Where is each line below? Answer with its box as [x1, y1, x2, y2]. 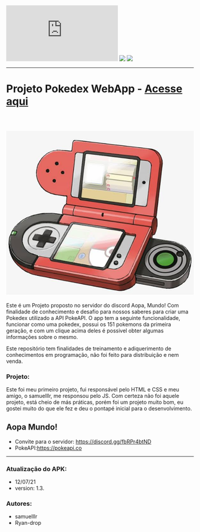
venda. [6, 357, 23, 365]
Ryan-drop [14, 519, 42, 527]
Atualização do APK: [6, 465, 67, 473]
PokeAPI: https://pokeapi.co [14, 444, 82, 452]
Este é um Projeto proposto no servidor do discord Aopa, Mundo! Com [6, 301, 179, 309]
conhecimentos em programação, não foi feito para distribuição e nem [6, 351, 179, 358]
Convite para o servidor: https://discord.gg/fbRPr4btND [14, 438, 152, 445]
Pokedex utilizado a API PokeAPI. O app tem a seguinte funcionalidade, [6, 314, 180, 321]
